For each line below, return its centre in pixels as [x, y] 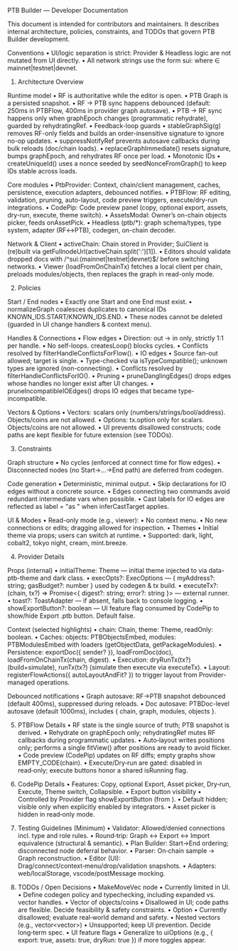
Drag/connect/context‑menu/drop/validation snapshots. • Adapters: [117, 866]
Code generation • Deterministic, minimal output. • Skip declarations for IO [117, 484]
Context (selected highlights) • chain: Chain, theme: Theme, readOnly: [110, 629]
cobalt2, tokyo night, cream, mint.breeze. [67, 543]
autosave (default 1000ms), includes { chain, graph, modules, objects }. [112, 711]
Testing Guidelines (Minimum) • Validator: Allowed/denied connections [121, 828]
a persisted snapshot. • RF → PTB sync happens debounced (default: [109, 103]
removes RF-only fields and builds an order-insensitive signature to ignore [116, 133]
